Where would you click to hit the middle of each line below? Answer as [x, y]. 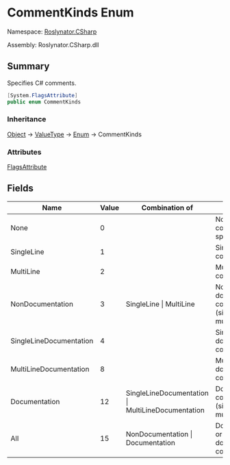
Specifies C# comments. [42, 83]
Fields [21, 189]
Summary [28, 66]
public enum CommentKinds [44, 102]
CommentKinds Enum [71, 13]
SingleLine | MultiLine [160, 304]
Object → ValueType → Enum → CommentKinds [75, 134]
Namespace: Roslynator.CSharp [52, 32]
